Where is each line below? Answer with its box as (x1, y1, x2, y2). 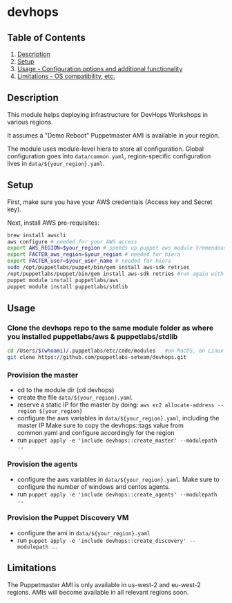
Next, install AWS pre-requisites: (7, 219, 100, 227)
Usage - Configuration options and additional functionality (17, 65, 183, 73)
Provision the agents (7, 459, 78, 469)
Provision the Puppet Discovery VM (7, 513, 129, 523)
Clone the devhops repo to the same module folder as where (7, 323, 214, 333)
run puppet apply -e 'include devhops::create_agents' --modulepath (17, 490, 217, 498)
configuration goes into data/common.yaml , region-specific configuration (7, 151, 211, 160)
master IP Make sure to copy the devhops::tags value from (17, 421, 184, 429)
